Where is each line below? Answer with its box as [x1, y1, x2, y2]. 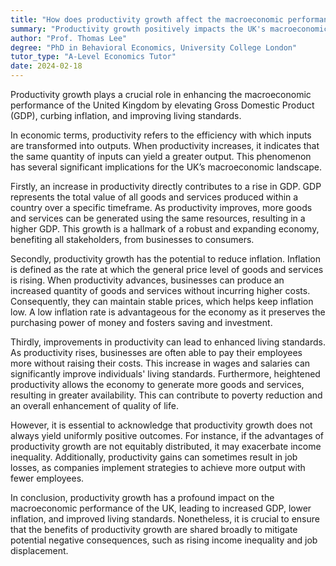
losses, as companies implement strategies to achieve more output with [10, 462, 306, 473]
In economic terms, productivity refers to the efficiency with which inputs [10, 129, 312, 141]
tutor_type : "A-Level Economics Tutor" [10, 52, 177, 62]
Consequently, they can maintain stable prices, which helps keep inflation [10, 296, 314, 307]
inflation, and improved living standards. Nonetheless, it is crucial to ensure [10, 513, 320, 525]
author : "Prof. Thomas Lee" [10, 33, 128, 43]
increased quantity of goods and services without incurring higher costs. [10, 285, 311, 296]
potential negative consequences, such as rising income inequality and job [10, 534, 318, 546]
